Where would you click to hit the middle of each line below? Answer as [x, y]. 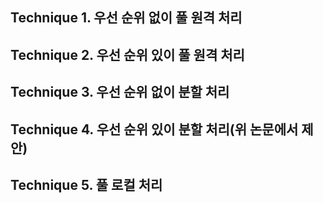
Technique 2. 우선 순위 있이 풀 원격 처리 [127, 54]
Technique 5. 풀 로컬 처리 [86, 184]
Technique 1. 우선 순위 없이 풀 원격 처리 [126, 18]
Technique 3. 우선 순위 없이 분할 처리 [120, 92]
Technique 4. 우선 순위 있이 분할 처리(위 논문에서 [154, 129]
